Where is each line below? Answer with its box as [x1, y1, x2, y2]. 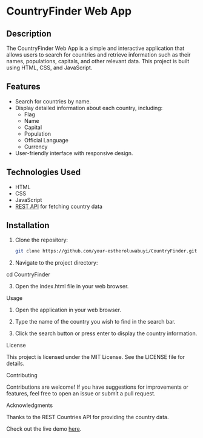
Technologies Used [6, 167, 81, 178]
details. [6, 360, 25, 367]
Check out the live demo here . [6, 425, 82, 433]
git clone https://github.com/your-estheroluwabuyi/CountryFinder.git [15, 248, 198, 254]
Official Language [24, 136, 68, 144]
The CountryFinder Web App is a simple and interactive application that [6, 44, 185, 52]
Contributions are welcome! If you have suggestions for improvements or [6, 383, 189, 391]
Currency [24, 143, 48, 150]
